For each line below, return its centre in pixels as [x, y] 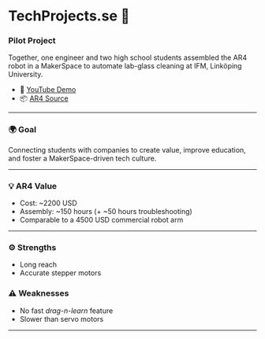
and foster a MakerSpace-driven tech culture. [82, 158]
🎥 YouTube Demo [48, 90]
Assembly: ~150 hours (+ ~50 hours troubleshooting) [106, 212]
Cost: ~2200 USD [48, 203]
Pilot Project [32, 41]
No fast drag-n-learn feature [66, 311]
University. [26, 75]
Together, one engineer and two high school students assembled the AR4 [128, 57]
